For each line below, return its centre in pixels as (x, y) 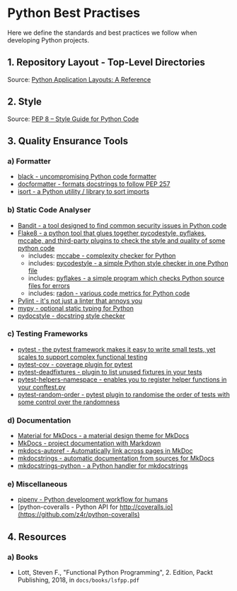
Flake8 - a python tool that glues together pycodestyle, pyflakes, (112, 233)
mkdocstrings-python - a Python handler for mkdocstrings (103, 466)
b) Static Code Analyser (49, 210)
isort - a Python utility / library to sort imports (83, 192)
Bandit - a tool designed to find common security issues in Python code (122, 225)
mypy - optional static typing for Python (76, 308)
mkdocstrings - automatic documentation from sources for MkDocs (116, 459)
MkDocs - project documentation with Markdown (89, 443)
